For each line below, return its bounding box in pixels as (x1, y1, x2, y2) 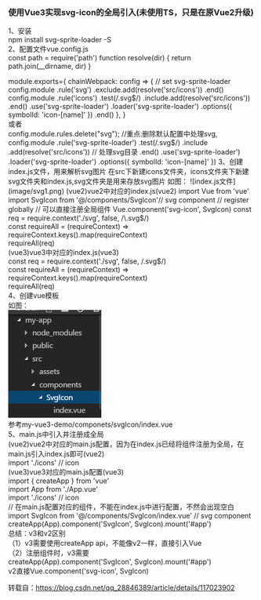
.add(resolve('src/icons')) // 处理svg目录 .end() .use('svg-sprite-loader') (8, 147, 241, 157)
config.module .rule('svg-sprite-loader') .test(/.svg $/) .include (8, 138, 208, 147)
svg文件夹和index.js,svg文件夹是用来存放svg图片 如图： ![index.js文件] (8, 176, 236, 186)
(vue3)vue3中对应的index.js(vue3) (8, 248, 119, 257)
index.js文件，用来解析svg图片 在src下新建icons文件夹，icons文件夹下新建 (8, 167, 249, 176)
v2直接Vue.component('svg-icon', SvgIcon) (8, 566, 149, 576)
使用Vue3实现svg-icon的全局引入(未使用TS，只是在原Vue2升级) (8, 6, 254, 17)
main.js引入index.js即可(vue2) (8, 449, 105, 459)
